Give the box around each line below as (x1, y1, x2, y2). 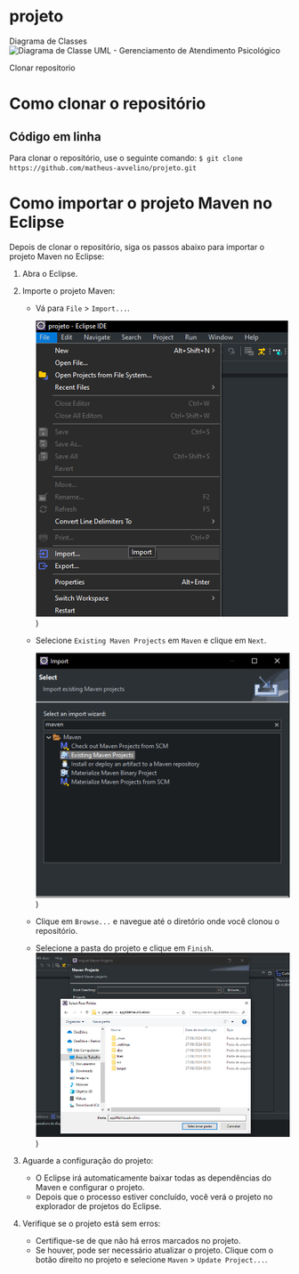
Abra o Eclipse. (21, 268, 78, 279)
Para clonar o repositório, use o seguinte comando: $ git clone (9, 152, 243, 163)
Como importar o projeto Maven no (9, 193, 273, 214)
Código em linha (9, 129, 101, 144)
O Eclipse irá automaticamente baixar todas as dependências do (35, 1173, 272, 1183)
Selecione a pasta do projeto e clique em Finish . (35, 943, 214, 953)
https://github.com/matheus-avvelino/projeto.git (9, 163, 198, 173)
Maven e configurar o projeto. (35, 1182, 145, 1193)
